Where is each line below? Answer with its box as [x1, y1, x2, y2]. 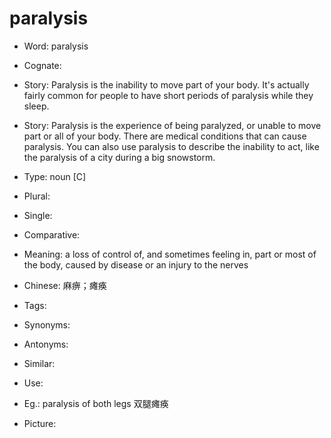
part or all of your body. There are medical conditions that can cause [23, 130, 307, 142]
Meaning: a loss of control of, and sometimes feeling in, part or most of [23, 248, 317, 260]
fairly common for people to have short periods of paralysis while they [23, 89, 314, 101]
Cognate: [23, 59, 62, 71]
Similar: [23, 357, 56, 369]
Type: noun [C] [23, 170, 87, 182]
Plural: [23, 190, 51, 202]
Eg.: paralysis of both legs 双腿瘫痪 [23, 397, 169, 409]
